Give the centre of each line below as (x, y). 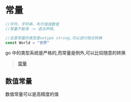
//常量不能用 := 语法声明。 (31, 29)
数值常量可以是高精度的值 (32, 94)
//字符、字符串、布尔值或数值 (32, 24)
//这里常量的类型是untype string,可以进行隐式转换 (54, 38)
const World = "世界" (27, 43)
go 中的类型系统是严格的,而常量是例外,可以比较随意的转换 (65, 53)
